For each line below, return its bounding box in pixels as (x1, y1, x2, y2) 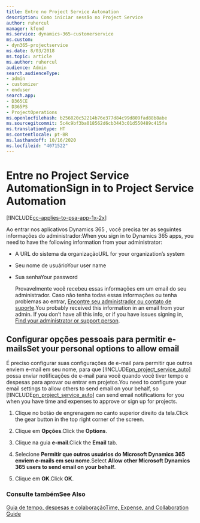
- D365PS (6, 103, 28, 110)
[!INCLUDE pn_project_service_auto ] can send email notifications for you (6, 391, 184, 399)
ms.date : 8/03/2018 (6, 48, 55, 54)
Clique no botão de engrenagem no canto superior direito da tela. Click (14, 410, 189, 417)
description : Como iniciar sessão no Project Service (6, 14, 144, 20)
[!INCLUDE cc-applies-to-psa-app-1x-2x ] (6, 214, 107, 221)
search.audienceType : (6, 70, 60, 76)
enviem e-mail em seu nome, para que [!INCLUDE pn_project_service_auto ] (6, 366, 191, 373)
